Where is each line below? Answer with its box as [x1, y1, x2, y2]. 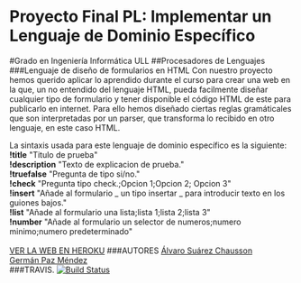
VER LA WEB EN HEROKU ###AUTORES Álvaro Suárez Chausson [9, 245, 253, 256]
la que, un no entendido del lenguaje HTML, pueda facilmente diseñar [9, 84, 269, 95]
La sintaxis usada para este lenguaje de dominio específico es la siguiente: [9, 140, 287, 151]
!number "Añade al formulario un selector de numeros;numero [9, 216, 242, 227]
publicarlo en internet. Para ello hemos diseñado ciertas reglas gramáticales [9, 103, 292, 114]
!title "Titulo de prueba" [9, 149, 98, 160]
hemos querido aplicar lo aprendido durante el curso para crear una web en [9, 74, 291, 85]
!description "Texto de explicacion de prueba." [9, 159, 185, 169]
